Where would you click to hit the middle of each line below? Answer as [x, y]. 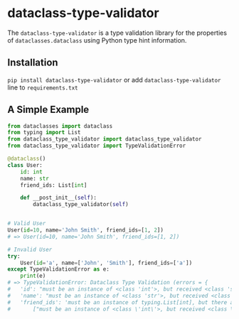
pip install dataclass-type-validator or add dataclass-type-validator [115, 80]
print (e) [33, 276]
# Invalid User [30, 249]
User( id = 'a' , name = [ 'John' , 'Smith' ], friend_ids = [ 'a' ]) [106, 263]
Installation [33, 63]
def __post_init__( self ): [59, 198]
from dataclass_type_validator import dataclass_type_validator [105, 139]
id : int [31, 172]
